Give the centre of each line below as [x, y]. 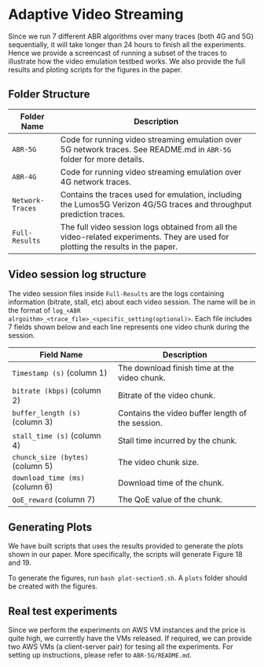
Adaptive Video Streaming [96, 15]
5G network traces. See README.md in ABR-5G [146, 149]
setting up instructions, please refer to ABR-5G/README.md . [100, 655]
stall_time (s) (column [57, 435]
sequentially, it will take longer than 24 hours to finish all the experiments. [127, 44]
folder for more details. [102, 159]
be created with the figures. [53, 586]
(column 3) [33, 422]
